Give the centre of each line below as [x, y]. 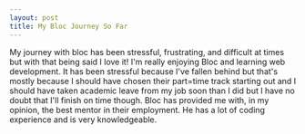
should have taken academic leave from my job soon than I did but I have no [152, 91]
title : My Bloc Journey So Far [69, 26]
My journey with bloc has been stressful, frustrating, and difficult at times [147, 52]
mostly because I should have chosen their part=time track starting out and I [153, 81]
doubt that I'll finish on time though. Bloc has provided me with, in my [139, 100]
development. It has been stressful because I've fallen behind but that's [144, 71]
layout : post [34, 18]
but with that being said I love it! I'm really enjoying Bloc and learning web [147, 62]
